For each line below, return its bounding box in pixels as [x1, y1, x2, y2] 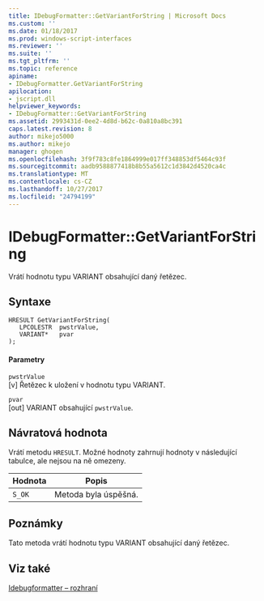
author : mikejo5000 [8, 132, 75, 140]
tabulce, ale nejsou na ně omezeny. [8, 456, 127, 466]
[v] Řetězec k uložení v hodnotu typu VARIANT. [8, 380, 166, 390]
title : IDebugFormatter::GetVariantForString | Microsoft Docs [8, 11, 227, 20]
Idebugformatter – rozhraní [8, 583, 99, 593]
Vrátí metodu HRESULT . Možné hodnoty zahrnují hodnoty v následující [8, 447, 237, 458]
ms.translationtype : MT [8, 170, 89, 178]
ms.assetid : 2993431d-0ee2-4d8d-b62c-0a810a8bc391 [8, 117, 183, 126]
